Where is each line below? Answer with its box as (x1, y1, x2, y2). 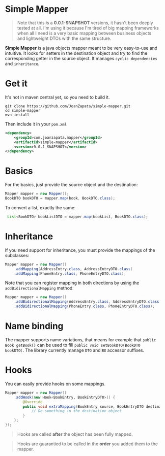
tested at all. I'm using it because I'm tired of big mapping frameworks (17, 25, 159, 31)
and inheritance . (5, 61, 40, 66)
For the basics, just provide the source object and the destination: (5, 182, 138, 188)
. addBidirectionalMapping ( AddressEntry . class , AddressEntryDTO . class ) (14, 299, 162, 304)
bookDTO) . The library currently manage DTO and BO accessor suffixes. (5, 347, 145, 353)
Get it (5, 78, 28, 89)
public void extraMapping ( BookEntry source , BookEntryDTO (23, 404, 144, 409)
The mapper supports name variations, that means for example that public (5, 336, 156, 343)
